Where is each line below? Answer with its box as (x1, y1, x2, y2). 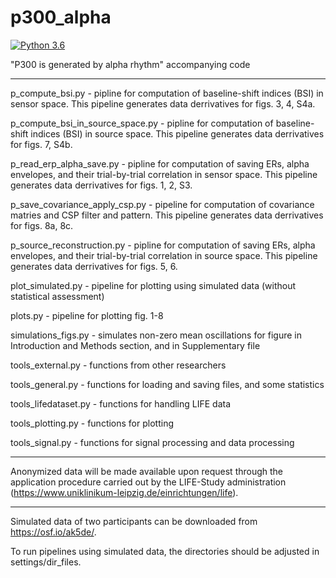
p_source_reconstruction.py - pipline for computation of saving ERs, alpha (10, 239, 316, 251)
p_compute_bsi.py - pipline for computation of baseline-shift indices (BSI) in (10, 87, 324, 99)
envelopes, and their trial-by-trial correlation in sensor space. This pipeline (10, 168, 318, 180)
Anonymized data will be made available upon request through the (10, 465, 284, 477)
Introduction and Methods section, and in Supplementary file (10, 339, 261, 351)
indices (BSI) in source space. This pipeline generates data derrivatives (30, 127, 325, 140)
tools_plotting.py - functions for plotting (10, 417, 174, 429)
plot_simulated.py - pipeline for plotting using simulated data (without (10, 279, 297, 291)
